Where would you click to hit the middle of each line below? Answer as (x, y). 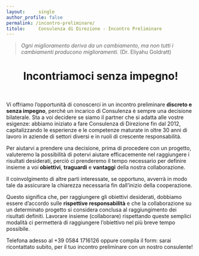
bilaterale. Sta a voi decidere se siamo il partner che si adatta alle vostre (95, 117)
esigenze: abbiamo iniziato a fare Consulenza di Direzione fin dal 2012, (94, 124)
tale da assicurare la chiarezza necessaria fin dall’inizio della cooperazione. (99, 185)
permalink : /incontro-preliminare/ (51, 23)
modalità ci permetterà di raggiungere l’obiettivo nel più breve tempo (91, 222)
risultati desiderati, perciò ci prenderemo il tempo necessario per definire (97, 161)
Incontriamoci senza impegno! (101, 76)
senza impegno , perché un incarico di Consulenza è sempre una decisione (99, 111)
